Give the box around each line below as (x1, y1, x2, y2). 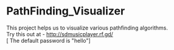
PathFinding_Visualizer (6, 4, 125, 18)
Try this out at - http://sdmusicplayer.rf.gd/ (6, 30, 114, 37)
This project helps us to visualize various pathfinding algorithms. (6, 24, 169, 31)
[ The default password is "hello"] (6, 37, 91, 44)
